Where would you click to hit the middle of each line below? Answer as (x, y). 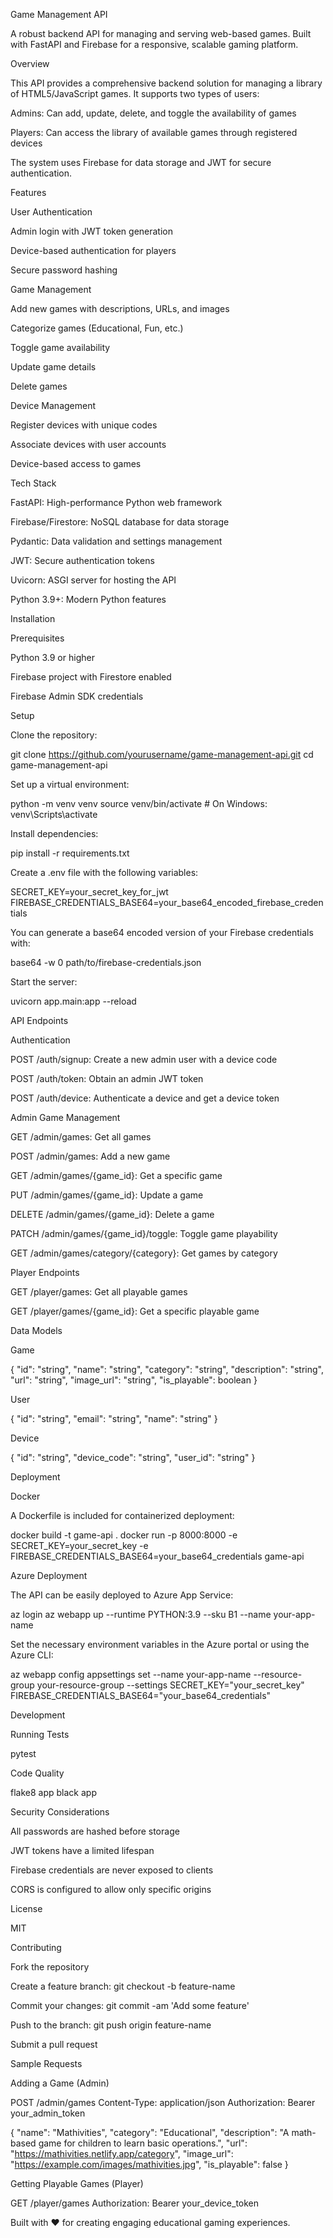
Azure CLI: (32, 1655)
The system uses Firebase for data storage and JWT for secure (141, 162)
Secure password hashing (64, 270)
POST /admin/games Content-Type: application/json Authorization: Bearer (163, 2102)
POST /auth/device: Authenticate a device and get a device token (145, 1098)
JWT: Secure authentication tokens (82, 560)
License (26, 1908)
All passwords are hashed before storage (95, 1831)
